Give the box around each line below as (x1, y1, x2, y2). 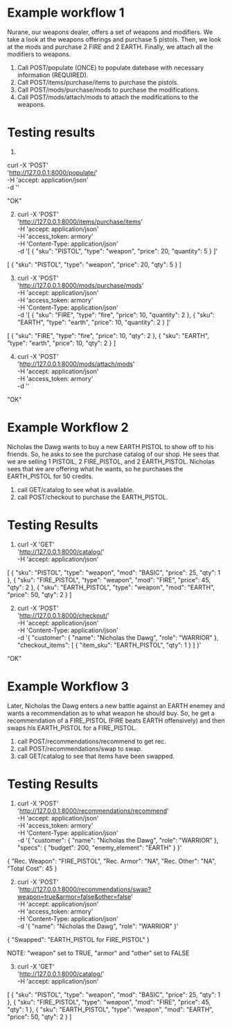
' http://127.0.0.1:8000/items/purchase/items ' (17, 217, 143, 226)
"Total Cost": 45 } (7, 864, 57, 873)
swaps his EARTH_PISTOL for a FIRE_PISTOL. (7, 723, 137, 732)
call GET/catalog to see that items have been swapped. (17, 752, 175, 760)
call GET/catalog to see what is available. (17, 485, 134, 494)
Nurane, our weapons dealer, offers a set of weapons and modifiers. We (7, 28, 213, 36)
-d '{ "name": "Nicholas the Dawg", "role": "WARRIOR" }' (17, 922, 179, 930)
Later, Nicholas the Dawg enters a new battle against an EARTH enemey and (7, 701, 225, 709)
